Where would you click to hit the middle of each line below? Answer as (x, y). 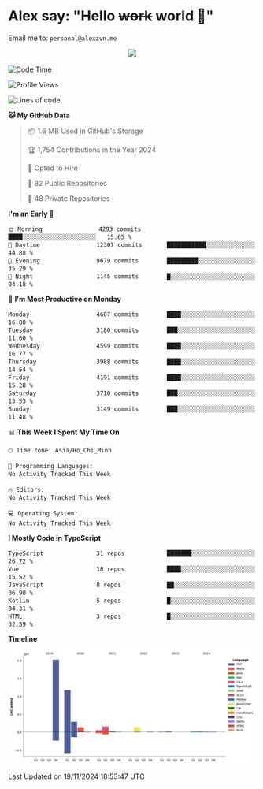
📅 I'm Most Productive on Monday (65, 299)
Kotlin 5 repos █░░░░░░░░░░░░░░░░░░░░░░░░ (132, 601)
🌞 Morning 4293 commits (75, 229)
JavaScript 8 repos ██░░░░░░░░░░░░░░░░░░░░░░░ (132, 585)
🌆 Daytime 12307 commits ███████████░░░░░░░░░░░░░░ (132, 245)
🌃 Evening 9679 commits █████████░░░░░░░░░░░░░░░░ (132, 261)
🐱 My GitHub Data (39, 115)
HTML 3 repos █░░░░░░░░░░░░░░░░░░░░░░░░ (132, 616)
